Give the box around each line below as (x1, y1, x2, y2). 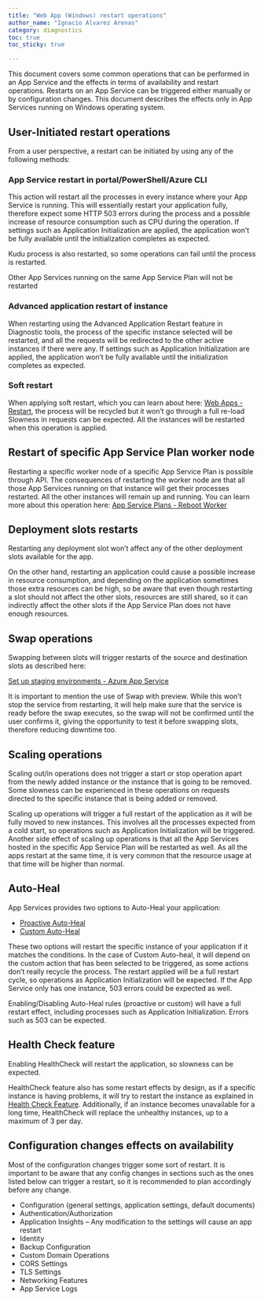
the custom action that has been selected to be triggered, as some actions (8, 958, 249, 967)
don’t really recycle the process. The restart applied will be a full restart (8, 967, 240, 976)
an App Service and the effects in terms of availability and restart (8, 78, 218, 87)
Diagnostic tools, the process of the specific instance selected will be (8, 327, 233, 337)
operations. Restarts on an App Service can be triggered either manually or (8, 86, 251, 95)
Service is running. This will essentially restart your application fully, (8, 201, 229, 210)
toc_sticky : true (8, 41, 65, 49)
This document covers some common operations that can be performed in (8, 69, 250, 79)
